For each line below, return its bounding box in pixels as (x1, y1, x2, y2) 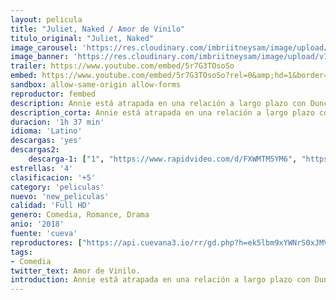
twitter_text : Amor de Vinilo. (10, 266, 141, 276)
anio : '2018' (10, 219, 65, 230)
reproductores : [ (10, 237, 83, 248)
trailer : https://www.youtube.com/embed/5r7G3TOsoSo (10, 61, 235, 71)
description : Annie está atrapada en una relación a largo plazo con (10, 98, 307, 108)
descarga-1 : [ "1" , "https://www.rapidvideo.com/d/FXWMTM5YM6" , (28, 154, 298, 164)
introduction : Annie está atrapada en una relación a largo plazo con (10, 275, 311, 285)
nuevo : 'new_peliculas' (10, 191, 110, 201)
